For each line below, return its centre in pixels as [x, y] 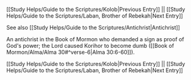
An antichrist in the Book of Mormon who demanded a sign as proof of [95, 39]
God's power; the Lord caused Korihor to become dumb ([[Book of [90, 46]
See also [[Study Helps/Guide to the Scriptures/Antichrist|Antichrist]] [93, 28]
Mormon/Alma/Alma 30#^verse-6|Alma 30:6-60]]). [71, 52]
